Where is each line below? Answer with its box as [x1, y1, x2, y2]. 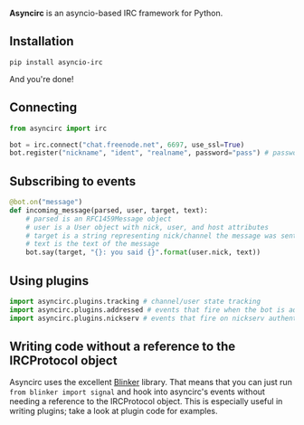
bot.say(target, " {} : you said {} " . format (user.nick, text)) [25, 248, 261, 257]
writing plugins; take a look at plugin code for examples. [9, 406, 219, 417]
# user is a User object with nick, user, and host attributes [25, 222, 270, 231]
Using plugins [9, 273, 89, 288]
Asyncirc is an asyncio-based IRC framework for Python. [9, 8, 223, 18]
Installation [9, 33, 74, 49]
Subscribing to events [9, 174, 137, 189]
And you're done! [9, 73, 74, 84]
